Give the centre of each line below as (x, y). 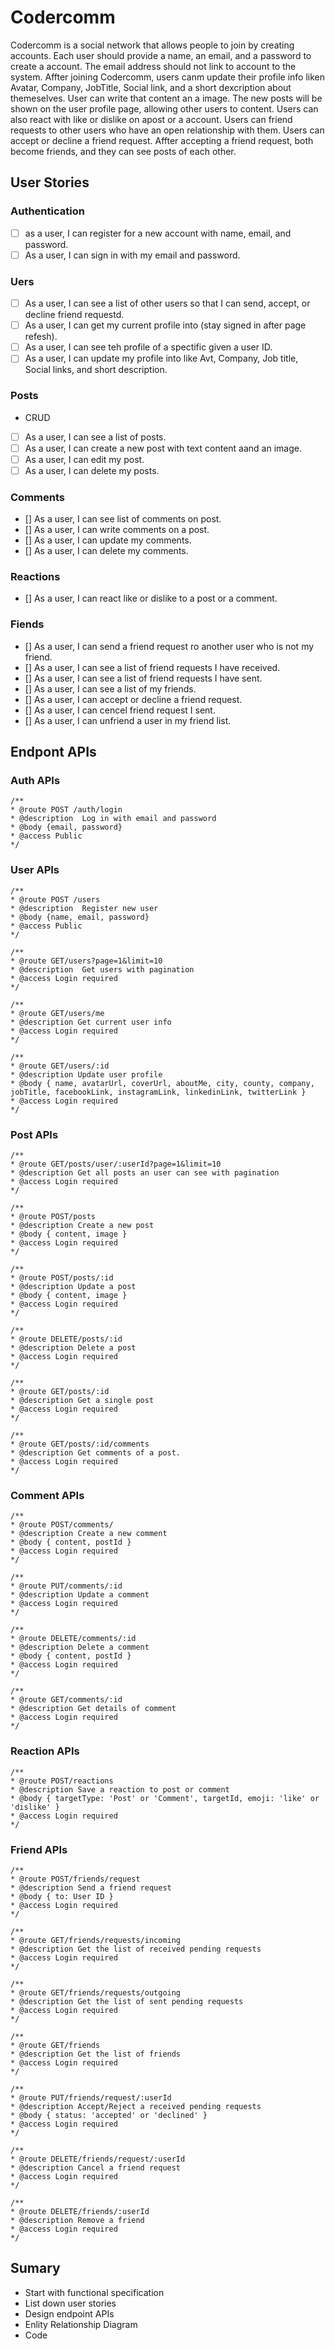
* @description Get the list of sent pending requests (127, 2001)
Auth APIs (35, 781)
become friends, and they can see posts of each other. (123, 151)
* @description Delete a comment (80, 1647)
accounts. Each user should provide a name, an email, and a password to (161, 55)
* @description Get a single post (82, 1401)
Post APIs (34, 1134)
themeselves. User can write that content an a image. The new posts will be (166, 98)
